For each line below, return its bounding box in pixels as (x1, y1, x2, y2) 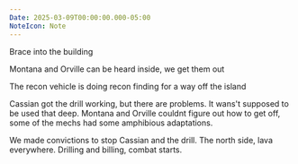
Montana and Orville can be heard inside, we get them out (9, 64, 225, 74)
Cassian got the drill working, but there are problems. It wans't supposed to (9, 98, 290, 108)
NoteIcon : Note (9, 22, 67, 30)
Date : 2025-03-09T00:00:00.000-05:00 (9, 13, 151, 22)
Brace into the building (9, 46, 94, 56)
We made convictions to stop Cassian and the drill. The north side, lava (9, 134, 273, 145)
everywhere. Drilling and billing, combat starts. (9, 144, 183, 155)
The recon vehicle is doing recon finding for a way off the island (9, 81, 247, 91)
